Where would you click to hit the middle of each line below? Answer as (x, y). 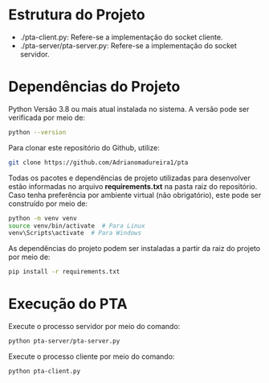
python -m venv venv (43, 218)
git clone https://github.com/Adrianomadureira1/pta (98, 163)
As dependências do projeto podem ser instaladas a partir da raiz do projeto (134, 249)
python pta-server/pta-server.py (64, 341)
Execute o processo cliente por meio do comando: (92, 356)
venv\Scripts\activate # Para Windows (75, 233)
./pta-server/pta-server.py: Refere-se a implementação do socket (128, 45)
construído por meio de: (48, 204)
